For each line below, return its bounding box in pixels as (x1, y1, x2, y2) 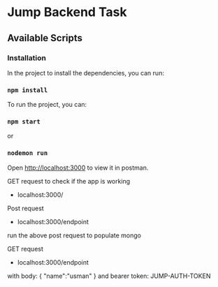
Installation (7, 53, 47, 63)
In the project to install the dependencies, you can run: (7, 68, 164, 77)
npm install (7, 86, 48, 94)
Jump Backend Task (7, 4, 127, 20)
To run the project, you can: (7, 101, 87, 109)
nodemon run (7, 149, 48, 157)
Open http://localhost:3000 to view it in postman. (7, 163, 149, 172)
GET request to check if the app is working (7, 177, 131, 185)
